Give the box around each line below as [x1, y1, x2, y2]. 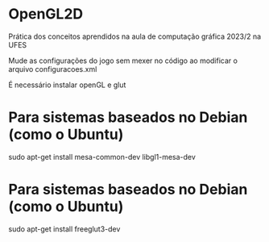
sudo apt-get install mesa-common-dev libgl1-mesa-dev [8, 152, 196, 161]
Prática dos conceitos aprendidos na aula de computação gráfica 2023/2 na [8, 31, 262, 41]
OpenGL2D [8, 5, 84, 23]
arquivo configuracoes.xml [8, 64, 97, 73]
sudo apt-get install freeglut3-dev [8, 223, 121, 234]
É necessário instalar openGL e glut [8, 80, 126, 90]
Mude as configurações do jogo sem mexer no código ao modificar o [8, 56, 238, 65]
